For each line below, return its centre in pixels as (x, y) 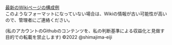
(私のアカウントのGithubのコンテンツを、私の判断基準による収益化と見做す (85, 31)
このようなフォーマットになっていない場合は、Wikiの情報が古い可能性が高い (86, 14)
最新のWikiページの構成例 (32, 7)
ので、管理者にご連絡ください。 (39, 20)
